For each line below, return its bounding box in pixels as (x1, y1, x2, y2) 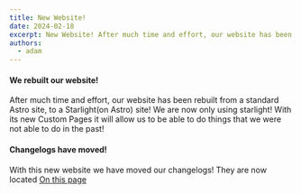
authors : (9, 38, 42, 48)
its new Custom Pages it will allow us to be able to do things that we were (9, 114, 282, 125)
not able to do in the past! (9, 124, 105, 134)
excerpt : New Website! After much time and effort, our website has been (9, 30, 293, 39)
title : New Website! (9, 13, 87, 23)
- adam (17, 47, 42, 56)
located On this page (9, 173, 87, 185)
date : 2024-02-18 (9, 22, 75, 31)
